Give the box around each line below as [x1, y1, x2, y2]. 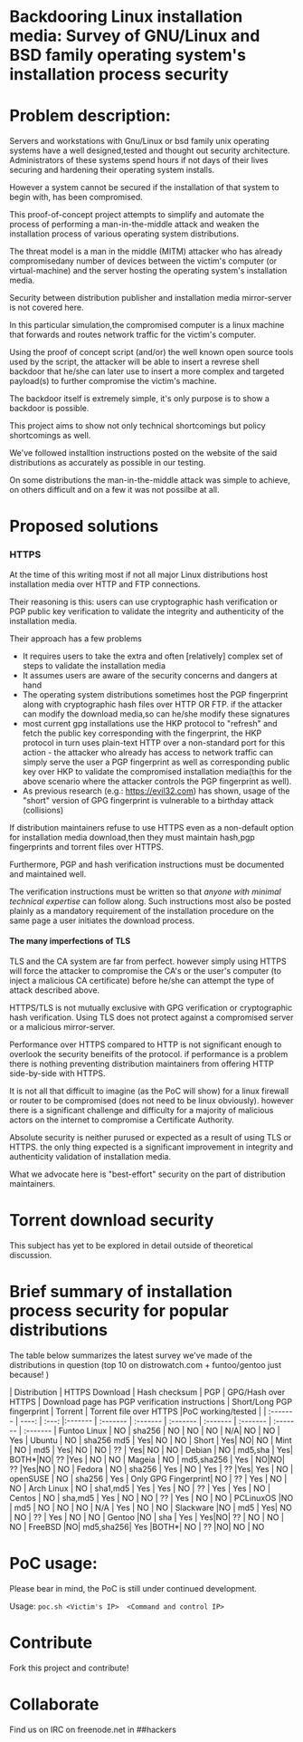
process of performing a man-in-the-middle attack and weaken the [9, 219, 260, 230]
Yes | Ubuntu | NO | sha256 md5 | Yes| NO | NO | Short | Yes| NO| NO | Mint [9, 1434, 292, 1446]
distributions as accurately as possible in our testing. [9, 457, 206, 468]
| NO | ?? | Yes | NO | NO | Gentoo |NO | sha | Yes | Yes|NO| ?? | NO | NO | [9, 1511, 285, 1523]
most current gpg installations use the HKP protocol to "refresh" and [22, 717, 278, 728]
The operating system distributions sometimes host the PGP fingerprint [22, 688, 289, 699]
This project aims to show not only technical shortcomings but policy [9, 420, 266, 431]
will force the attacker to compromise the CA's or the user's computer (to [9, 965, 282, 976]
